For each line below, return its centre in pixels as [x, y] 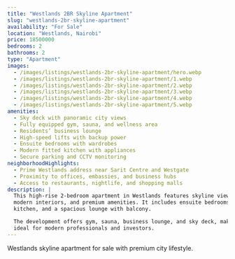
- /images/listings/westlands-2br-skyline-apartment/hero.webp [107, 72]
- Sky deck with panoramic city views [70, 118]
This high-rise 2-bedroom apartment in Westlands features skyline [114, 196]
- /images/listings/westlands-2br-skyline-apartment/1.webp [103, 79]
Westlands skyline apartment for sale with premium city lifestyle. [100, 248]
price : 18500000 [31, 40]
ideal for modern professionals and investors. [84, 228]
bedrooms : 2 [24, 46]
